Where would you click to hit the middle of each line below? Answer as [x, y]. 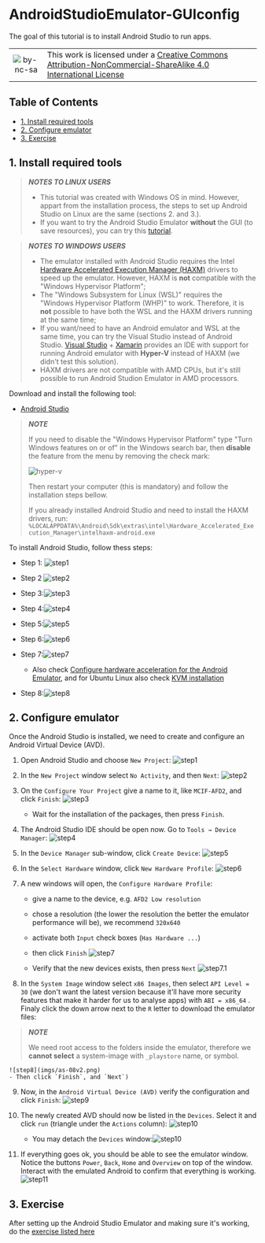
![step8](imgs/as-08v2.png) [55, 1071]
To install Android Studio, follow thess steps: [81, 547]
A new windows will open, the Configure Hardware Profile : [116, 884]
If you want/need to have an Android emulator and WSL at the [140, 327]
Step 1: [31, 562]
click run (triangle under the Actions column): [94, 1124]
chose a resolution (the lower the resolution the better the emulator [141, 914]
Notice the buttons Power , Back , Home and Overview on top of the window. [136, 1163]
